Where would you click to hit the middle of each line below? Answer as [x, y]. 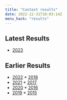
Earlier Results [28, 66]
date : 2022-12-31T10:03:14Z [34, 14]
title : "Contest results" [31, 10]
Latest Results [27, 38]
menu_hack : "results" [27, 19]
